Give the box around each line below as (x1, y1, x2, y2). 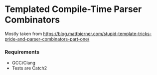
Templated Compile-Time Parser (4, 3, 142, 15)
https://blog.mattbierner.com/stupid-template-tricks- (43, 30, 152, 36)
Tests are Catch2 (11, 65, 47, 71)
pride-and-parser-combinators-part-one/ (4, 36, 90, 42)
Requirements (4, 48, 40, 55)
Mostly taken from (4, 30, 42, 36)
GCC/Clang (11, 60, 36, 66)
